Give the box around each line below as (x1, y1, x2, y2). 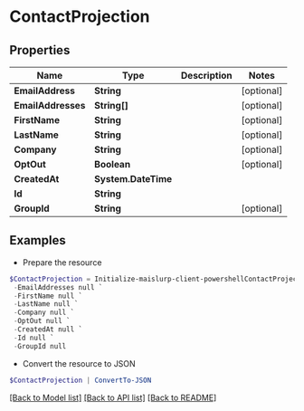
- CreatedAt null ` (13, 325, 83, 334)
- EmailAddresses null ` (13, 282, 103, 292)
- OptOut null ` (13, 317, 71, 326)
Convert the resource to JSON (22, 358, 136, 368)
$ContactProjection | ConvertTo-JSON (9, 376, 152, 385)
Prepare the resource (22, 256, 102, 268)
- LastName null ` (13, 300, 79, 309)
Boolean (94, 158, 131, 170)
